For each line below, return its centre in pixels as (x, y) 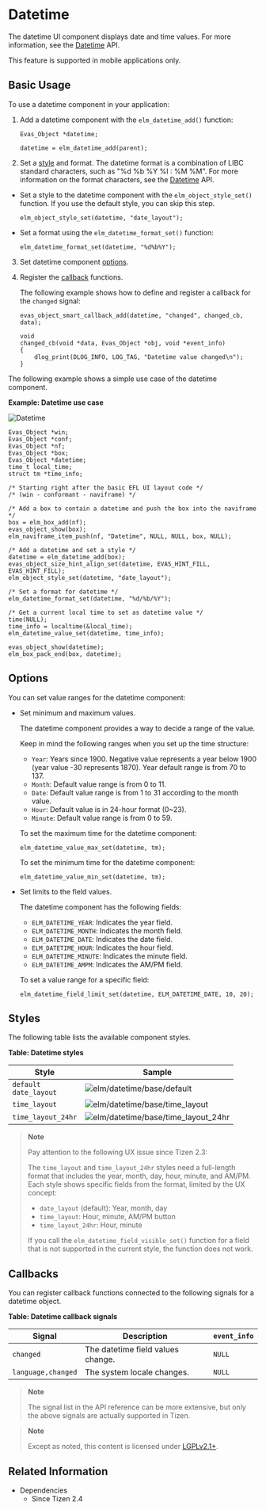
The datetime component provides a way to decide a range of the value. (137, 728)
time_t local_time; (40, 467)
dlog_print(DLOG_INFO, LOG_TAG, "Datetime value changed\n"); (139, 357)
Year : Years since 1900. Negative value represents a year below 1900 (144, 759)
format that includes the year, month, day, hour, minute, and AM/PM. (139, 1176)
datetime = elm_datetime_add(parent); (84, 148)
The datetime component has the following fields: (101, 907)
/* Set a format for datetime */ (63, 592)
